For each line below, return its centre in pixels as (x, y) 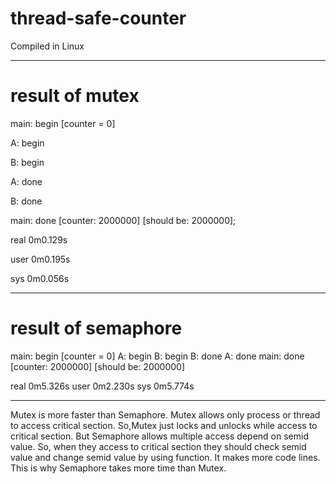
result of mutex (75, 96)
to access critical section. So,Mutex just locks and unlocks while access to (164, 425)
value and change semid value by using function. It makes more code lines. (165, 457)
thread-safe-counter (98, 18)
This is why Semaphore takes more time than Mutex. (118, 468)
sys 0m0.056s (40, 278)
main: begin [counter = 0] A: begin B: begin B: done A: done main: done (157, 356)
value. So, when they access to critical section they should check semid (158, 446)
